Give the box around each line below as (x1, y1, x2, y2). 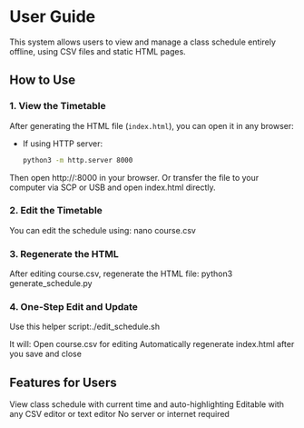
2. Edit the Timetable (9, 204, 103, 217)
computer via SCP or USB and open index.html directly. (9, 182, 216, 193)
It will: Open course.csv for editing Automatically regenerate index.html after (9, 339, 295, 350)
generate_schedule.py (9, 278, 93, 289)
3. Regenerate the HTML (9, 247, 120, 260)
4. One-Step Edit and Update (9, 301, 139, 314)
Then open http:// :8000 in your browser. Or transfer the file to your (9, 172, 260, 183)
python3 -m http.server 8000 (22, 155, 133, 164)
